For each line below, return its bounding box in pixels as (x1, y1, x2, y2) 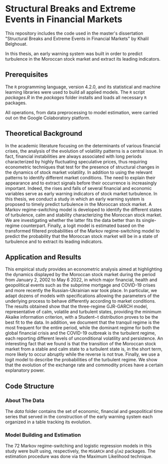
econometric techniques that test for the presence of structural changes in (5, 164, 159, 170)
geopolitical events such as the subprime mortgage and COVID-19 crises (5, 282, 155, 288)
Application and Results (5, 253, 82, 261)
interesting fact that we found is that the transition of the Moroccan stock (5, 341, 156, 347)
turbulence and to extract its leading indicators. (5, 239, 103, 245)
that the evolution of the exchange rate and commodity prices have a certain (5, 362, 163, 368)
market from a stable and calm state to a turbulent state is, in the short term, (5, 346, 163, 352)
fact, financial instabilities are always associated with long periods (5, 153, 142, 159)
